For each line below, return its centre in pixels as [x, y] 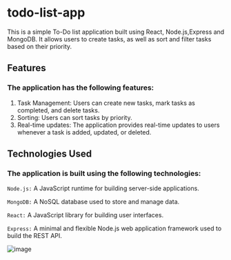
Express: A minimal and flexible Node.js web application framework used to [114, 228]
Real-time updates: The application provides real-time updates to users [118, 125]
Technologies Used [49, 154]
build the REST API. [34, 236]
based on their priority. [40, 46]
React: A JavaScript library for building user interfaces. [86, 215]
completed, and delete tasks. [58, 110]
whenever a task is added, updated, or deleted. [84, 132]
